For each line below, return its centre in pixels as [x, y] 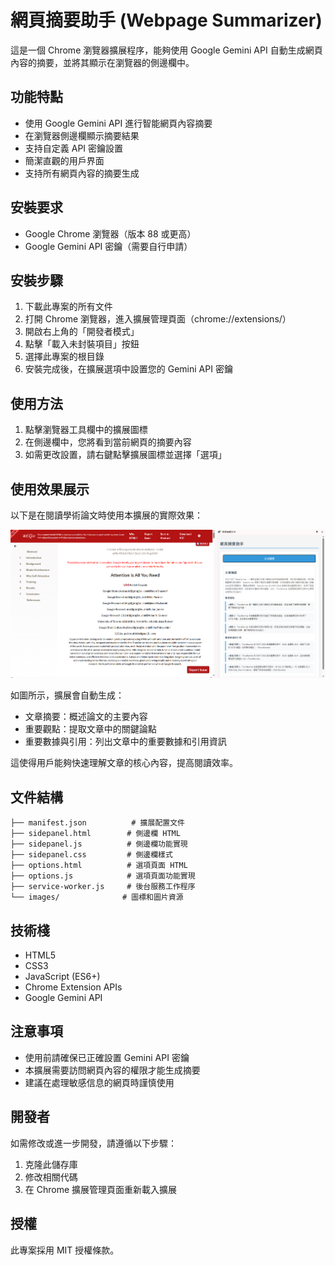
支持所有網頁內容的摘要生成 [82, 173]
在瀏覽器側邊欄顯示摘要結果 [82, 135]
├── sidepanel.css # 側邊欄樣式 [91, 855]
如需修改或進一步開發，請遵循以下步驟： [93, 1143]
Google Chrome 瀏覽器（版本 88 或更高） [110, 233]
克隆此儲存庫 [51, 1164]
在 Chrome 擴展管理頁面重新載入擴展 [101, 1189]
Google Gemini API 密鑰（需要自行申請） [108, 246]
